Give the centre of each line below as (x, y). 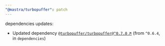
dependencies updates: (29, 23)
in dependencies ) (29, 38)
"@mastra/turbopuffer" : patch (37, 10)
